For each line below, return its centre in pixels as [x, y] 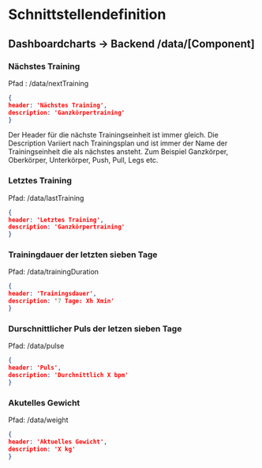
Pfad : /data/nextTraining [49, 83]
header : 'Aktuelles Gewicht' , [58, 442]
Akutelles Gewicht [44, 402]
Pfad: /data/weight [38, 420]
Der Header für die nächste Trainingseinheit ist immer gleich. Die [113, 135]
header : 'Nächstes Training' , [58, 105]
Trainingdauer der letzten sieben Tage [83, 255]
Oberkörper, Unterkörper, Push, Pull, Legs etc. [83, 160]
